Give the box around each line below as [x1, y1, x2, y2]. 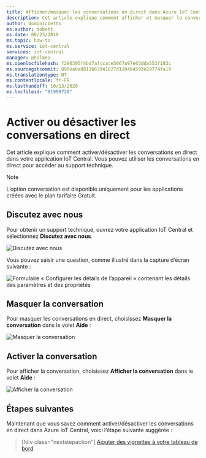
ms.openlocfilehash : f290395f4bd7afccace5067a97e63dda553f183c [6, 60, 172, 66]
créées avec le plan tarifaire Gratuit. [6, 191, 97, 199]
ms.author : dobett [6, 26, 53, 32]
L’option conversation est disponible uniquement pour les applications [6, 185, 183, 193]
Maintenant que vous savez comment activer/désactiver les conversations [6, 420, 194, 427]
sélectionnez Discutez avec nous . [6, 232, 93, 240]
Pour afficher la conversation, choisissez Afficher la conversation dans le [6, 367, 193, 375]
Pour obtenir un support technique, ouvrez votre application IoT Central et [6, 226, 193, 233]
